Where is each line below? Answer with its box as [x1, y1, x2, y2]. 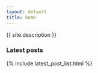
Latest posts [6, 46, 43, 54]
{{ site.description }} [6, 31, 57, 38]
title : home [6, 14, 36, 21]
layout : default [6, 8, 47, 15]
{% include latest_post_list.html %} [6, 60, 93, 67]
